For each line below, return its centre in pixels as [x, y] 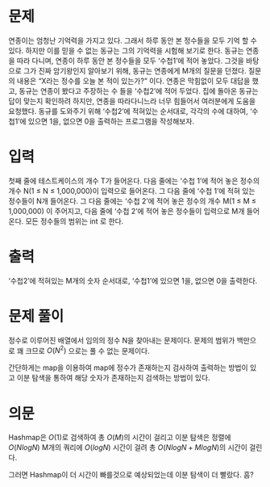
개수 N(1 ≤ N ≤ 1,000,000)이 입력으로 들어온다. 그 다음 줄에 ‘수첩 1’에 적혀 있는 [132, 191]
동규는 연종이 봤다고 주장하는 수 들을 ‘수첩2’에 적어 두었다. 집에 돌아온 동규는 [139, 90]
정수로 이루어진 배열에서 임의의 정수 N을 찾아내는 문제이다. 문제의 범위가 [122, 340]
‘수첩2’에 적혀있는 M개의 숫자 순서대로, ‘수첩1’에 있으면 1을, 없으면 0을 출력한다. [133, 280]
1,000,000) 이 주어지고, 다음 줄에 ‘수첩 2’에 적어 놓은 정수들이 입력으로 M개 [127, 211]
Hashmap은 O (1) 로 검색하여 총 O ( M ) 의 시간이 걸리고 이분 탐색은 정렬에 [120, 438]
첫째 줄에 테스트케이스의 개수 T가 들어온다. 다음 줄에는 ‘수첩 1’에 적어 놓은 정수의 [134, 181]
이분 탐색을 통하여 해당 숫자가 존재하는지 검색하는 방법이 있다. [114, 378]
